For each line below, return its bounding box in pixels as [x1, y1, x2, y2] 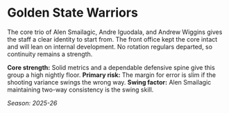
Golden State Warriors [7, 5, 139, 21]
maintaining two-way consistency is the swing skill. [7, 85, 154, 94]
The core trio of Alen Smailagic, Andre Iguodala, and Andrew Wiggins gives [7, 28, 223, 36]
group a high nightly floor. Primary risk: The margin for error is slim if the [7, 71, 217, 79]
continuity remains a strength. [7, 50, 93, 58]
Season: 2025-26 [7, 98, 58, 107]
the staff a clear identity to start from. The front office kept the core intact [7, 35, 218, 43]
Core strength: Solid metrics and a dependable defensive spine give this [7, 63, 215, 71]
